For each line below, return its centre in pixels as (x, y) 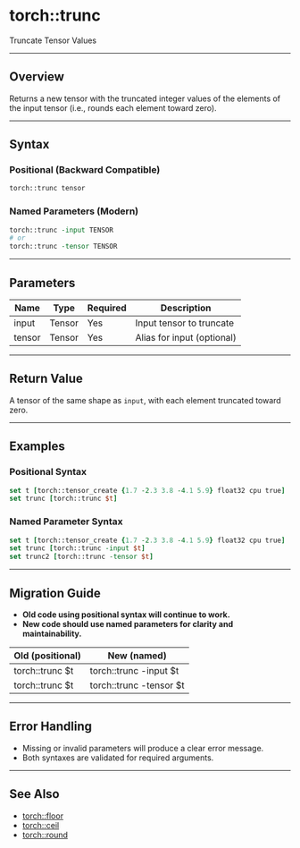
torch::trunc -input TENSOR (62, 230)
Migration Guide (55, 593)
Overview (37, 77)
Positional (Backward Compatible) (85, 170)
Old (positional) (48, 656)
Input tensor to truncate (185, 323)
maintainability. (52, 634)
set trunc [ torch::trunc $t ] (63, 499)
